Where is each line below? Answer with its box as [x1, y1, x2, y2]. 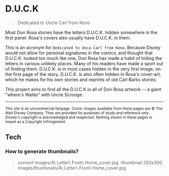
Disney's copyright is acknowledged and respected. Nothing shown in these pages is [5, 115, 152, 120]
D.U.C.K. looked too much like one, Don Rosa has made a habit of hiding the [5, 55, 162, 61]
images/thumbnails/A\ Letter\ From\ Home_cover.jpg [17, 164, 126, 171]
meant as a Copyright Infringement [5, 119, 66, 124]
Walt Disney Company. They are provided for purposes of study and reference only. [5, 110, 150, 116]
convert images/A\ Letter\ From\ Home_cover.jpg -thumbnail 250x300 [17, 159, 162, 165]
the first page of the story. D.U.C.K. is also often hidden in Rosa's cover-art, [5, 71, 161, 77]
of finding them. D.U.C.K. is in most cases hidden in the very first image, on [5, 66, 161, 72]
